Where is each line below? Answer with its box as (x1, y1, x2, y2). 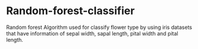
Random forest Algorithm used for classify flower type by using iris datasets (6, 24, 193, 31)
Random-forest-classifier (6, 4, 135, 18)
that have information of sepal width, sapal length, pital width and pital (6, 30, 178, 37)
